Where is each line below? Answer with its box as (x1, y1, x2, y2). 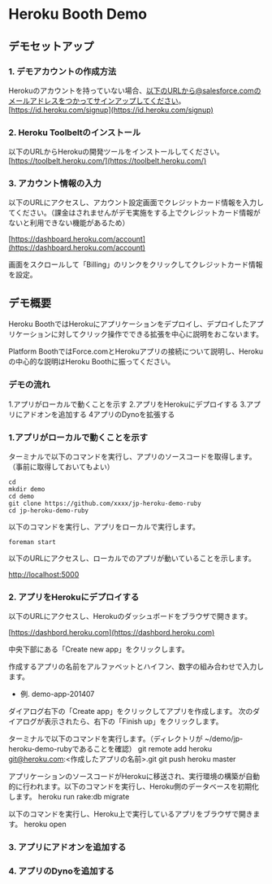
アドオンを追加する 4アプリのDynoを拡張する (22, 409, 175, 419)
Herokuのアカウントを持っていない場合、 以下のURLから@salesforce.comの (8, 85, 261, 95)
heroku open (24, 819, 67, 830)
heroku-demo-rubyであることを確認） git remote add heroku (8, 744, 213, 754)
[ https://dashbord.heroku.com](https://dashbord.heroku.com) (8, 628, 215, 638)
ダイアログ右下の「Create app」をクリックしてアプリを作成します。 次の (8, 707, 253, 716)
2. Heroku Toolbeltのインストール (8, 127, 140, 138)
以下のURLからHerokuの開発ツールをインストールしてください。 (8, 147, 225, 157)
